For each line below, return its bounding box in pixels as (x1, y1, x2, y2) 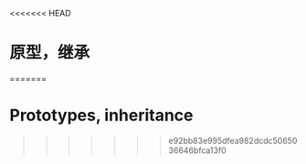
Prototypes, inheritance (9, 105, 194, 126)
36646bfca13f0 (168, 145, 227, 156)
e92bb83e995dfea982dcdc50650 (168, 135, 298, 146)
